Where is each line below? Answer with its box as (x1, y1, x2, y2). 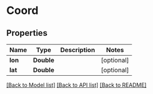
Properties (6, 28, 48, 38)
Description (60, 46, 95, 54)
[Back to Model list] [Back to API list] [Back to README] (6, 81, 147, 89)
